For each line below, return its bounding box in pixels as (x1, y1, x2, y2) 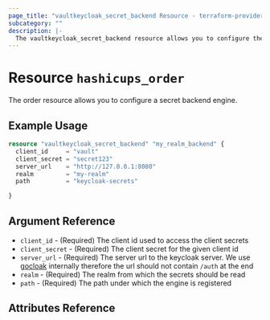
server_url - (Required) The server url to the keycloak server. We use (19, 252, 251, 262)
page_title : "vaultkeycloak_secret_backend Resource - (8, 11, 196, 20)
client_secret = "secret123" (15, 154, 113, 163)
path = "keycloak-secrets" (15, 178, 138, 186)
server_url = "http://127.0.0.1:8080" (15, 162, 157, 170)
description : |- (8, 27, 63, 35)
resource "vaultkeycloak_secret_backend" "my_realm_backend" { (8, 140, 225, 148)
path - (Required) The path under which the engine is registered (19, 278, 231, 288)
